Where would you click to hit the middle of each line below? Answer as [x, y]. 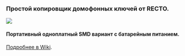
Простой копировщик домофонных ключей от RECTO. [88, 9]
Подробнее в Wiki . [29, 47]
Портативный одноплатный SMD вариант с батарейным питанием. [93, 34]
